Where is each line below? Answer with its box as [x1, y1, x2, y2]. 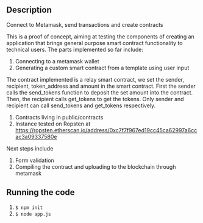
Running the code [6, 187, 75, 197]
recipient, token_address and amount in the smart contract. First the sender [6, 82, 196, 90]
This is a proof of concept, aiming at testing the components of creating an [6, 33, 195, 40]
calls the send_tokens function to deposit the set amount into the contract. [6, 88, 193, 96]
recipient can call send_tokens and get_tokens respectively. [6, 102, 156, 109]
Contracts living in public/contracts [15, 113, 104, 121]
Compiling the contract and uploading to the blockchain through [15, 163, 176, 170]
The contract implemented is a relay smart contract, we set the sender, [6, 76, 185, 83]
